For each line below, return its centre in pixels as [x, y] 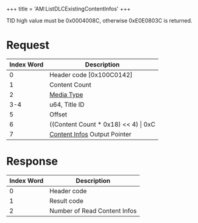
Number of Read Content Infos [93, 211]
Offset [58, 114]
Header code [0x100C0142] [91, 74]
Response [32, 161]
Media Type [66, 94]
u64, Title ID [67, 104]
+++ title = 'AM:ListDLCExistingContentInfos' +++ [69, 9]
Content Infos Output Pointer [91, 134]
